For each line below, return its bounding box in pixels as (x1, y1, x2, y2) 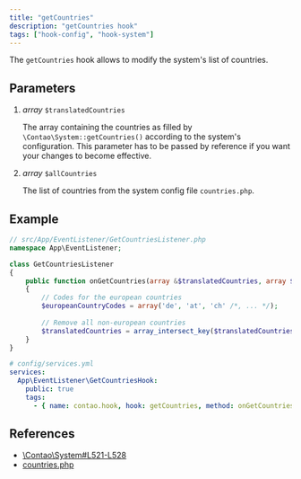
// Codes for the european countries (41, 293, 182, 302)
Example (9, 211, 59, 226)
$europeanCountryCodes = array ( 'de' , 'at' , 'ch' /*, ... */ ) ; (41, 302, 279, 311)
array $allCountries (21, 168, 98, 179)
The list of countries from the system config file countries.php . (21, 185, 255, 196)
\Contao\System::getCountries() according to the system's (21, 131, 242, 142)
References (9, 426, 75, 441)
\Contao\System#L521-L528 (21, 450, 127, 461)
